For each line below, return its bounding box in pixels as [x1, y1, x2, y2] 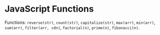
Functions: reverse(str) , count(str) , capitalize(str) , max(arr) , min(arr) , [4, 19, 156, 25]
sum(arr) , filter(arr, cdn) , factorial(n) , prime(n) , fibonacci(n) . [4, 24, 140, 30]
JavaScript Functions [4, 3, 94, 15]
